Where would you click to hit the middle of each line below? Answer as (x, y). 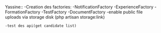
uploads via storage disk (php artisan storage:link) (55, 17)
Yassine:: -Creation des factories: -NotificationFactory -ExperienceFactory (79, 7)
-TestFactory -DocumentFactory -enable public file (92, 12)
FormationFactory (23, 12)
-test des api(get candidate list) (41, 26)
